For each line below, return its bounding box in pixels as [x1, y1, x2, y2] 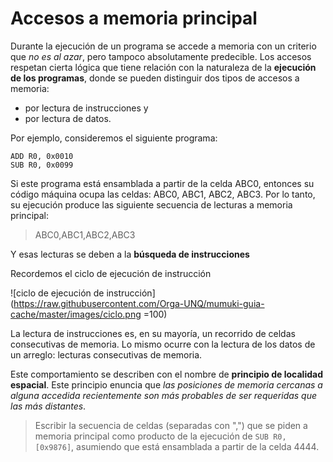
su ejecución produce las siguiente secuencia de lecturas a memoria [10, 198, 293, 211]
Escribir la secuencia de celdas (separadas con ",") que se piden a [34, 419, 308, 431]
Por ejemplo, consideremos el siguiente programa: [10, 132, 218, 144]
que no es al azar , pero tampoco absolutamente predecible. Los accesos [10, 50, 312, 62]
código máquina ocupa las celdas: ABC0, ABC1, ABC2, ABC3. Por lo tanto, [10, 188, 316, 200]
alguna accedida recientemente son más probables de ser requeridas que [10, 389, 318, 401]
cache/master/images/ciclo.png [10, 308, 142, 320]
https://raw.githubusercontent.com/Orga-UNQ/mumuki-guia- [13, 297, 265, 309]
